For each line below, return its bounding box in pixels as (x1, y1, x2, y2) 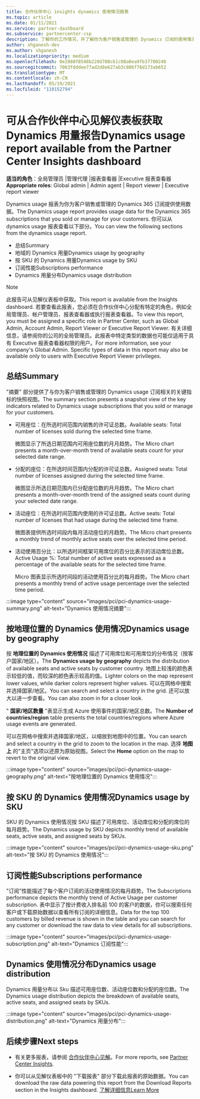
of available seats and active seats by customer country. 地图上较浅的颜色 (6, 665, 187, 672)
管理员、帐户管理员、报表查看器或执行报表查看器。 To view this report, (11, 311, 184, 318)
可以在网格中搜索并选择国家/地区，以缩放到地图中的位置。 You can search (6, 733, 187, 740)
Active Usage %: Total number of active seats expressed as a (14, 554, 166, 561)
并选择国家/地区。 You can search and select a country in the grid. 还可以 (6, 687, 185, 695)
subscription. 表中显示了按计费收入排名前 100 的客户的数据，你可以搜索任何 (6, 901, 192, 908)
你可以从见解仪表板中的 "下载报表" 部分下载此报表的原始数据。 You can (14, 1072, 189, 1079)
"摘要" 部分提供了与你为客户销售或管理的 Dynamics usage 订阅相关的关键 (6, 388, 187, 395)
